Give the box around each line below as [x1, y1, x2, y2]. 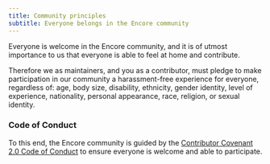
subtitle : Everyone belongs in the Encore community [8, 19, 189, 27]
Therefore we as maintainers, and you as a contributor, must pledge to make [8, 65, 262, 75]
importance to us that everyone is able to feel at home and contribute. [8, 50, 240, 59]
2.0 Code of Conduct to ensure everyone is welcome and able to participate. [8, 146, 263, 156]
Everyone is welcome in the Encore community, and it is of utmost [8, 41, 228, 51]
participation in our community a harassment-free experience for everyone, [8, 74, 260, 84]
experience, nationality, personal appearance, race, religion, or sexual [8, 91, 240, 100]
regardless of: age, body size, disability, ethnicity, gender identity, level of [8, 82, 254, 92]
